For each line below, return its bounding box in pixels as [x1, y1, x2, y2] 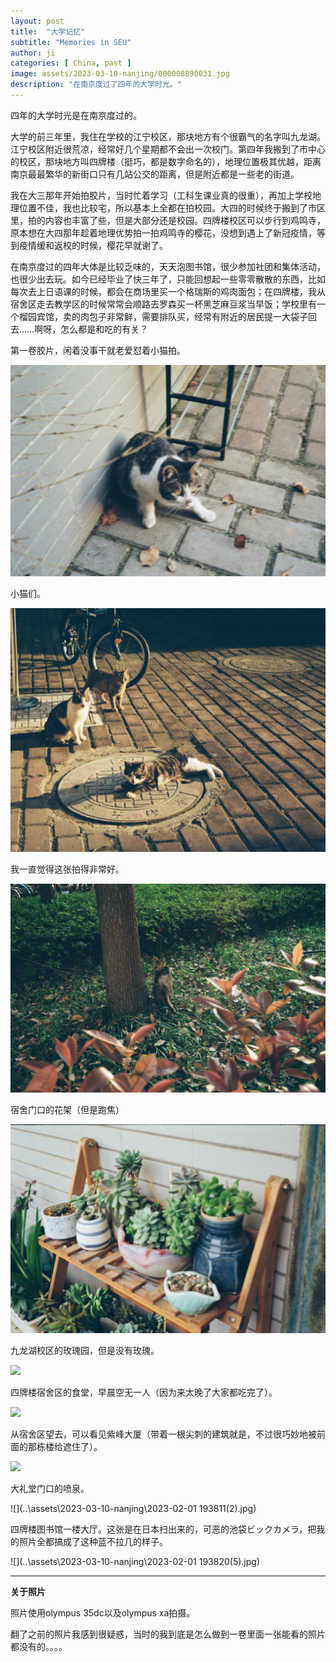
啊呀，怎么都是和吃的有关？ [34, 323, 149, 335]
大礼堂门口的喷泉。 [10, 1482, 90, 1494]
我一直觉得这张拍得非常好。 [10, 863, 125, 875]
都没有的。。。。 [10, 1640, 68, 1652]
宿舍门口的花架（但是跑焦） [10, 1104, 125, 1115]
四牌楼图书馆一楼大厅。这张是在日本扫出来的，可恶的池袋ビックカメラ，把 [10, 1523, 317, 1535]
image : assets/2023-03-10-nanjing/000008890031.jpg [10, 69, 230, 79]
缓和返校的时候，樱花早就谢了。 [36, 239, 168, 251]
